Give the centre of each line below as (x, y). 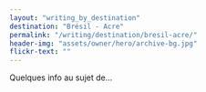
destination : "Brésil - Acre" (67, 26)
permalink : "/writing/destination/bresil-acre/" (103, 35)
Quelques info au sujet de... (61, 77)
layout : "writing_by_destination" (75, 18)
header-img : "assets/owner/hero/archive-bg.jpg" (103, 43)
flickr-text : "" (40, 52)
